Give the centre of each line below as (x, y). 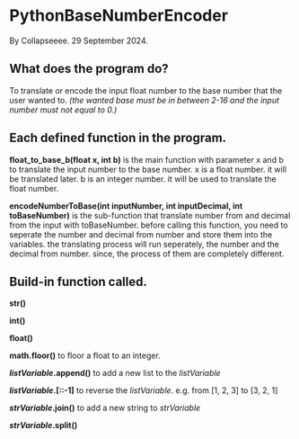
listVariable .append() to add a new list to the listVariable (115, 373)
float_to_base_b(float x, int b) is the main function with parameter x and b (147, 159)
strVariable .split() (44, 426)
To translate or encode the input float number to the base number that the (146, 90)
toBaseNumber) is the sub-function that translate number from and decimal (150, 215)
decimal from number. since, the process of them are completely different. (147, 254)
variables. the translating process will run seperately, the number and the (145, 244)
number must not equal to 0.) (63, 110)
